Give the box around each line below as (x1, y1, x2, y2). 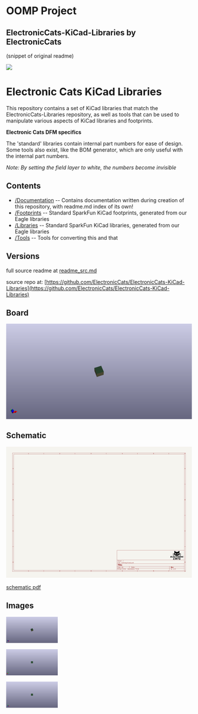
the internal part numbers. (6, 152, 70, 160)
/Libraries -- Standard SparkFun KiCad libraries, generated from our (14, 222, 180, 229)
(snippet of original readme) (6, 52, 74, 59)
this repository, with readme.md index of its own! (14, 203, 134, 210)
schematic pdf (6, 584, 41, 591)
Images (6, 601, 34, 611)
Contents (6, 181, 41, 191)
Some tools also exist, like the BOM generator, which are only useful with (6, 146, 183, 153)
